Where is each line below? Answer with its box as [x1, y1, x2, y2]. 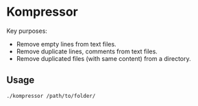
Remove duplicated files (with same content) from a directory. [16, 54, 191, 62]
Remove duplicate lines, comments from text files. [16, 47, 158, 55]
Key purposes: [6, 27, 47, 35]
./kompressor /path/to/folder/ [6, 92, 96, 99]
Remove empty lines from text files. [16, 40, 117, 48]
